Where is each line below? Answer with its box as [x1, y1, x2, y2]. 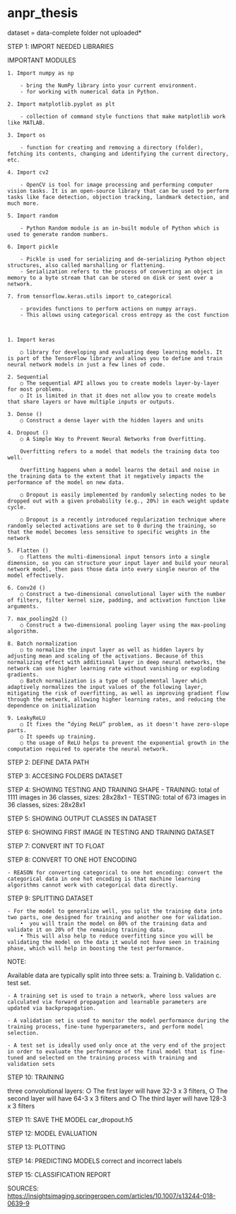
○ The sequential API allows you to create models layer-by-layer [20, 379, 220, 387]
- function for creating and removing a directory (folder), [20, 144, 203, 151]
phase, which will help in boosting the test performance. [7, 945, 185, 952]
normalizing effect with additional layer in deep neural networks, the [7, 658, 226, 665]
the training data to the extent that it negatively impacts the [7, 473, 203, 480]
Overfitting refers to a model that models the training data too [20, 448, 220, 455]
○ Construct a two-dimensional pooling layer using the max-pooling [20, 622, 226, 629]
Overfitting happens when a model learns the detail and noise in [20, 466, 220, 473]
